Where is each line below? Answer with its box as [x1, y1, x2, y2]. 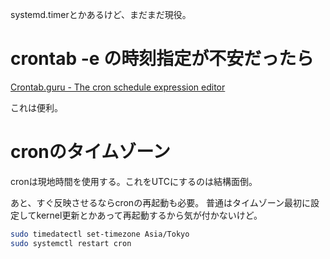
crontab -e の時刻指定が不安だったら [10, 48, 315, 70]
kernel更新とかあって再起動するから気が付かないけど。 [36, 209, 263, 221]
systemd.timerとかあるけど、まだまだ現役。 [10, 9, 192, 20]
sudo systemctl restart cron [10, 238, 132, 248]
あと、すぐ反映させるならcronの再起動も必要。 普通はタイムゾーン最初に [10, 196, 312, 208]
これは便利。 [10, 101, 63, 113]
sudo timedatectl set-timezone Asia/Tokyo [10, 229, 190, 239]
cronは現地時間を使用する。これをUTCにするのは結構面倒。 [10, 175, 258, 187]
